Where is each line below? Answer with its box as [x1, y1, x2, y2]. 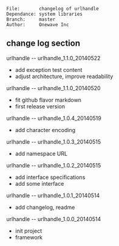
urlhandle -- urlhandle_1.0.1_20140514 [6, 192, 100, 199]
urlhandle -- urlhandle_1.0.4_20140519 [6, 114, 101, 122]
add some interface [15, 180, 64, 187]
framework [15, 233, 43, 241]
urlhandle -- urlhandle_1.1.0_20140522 [6, 54, 101, 61]
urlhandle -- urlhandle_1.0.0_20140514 [6, 215, 101, 222]
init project [15, 227, 42, 234]
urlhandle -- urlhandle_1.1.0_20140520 [6, 84, 101, 91]
